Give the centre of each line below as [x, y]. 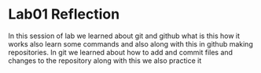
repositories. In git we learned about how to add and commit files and [121, 52]
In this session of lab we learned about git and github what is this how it [124, 36]
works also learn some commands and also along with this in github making [130, 43]
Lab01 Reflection [64, 14]
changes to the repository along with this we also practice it [105, 61]
